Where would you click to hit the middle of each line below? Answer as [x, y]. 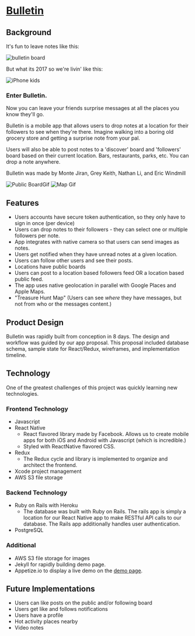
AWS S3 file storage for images [52, 558]
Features [22, 203]
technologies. [22, 393]
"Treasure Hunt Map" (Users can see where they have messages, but [98, 298]
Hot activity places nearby [46, 621]
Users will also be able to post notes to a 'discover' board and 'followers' [93, 150]
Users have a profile [39, 616]
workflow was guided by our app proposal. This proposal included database [97, 343]
